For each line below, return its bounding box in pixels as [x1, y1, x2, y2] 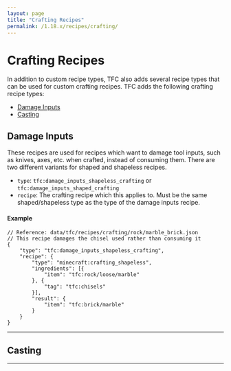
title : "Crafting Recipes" [7, 16, 85, 23]
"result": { [32, 295, 67, 302]
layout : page [7, 10, 45, 17]
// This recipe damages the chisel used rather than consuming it [7, 235, 201, 243]
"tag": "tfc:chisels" [43, 283, 107, 291]
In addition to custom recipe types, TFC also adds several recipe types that [7, 75, 220, 83]
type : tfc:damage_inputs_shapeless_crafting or [16, 177, 152, 185]
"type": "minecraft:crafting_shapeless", [32, 259, 153, 267]
